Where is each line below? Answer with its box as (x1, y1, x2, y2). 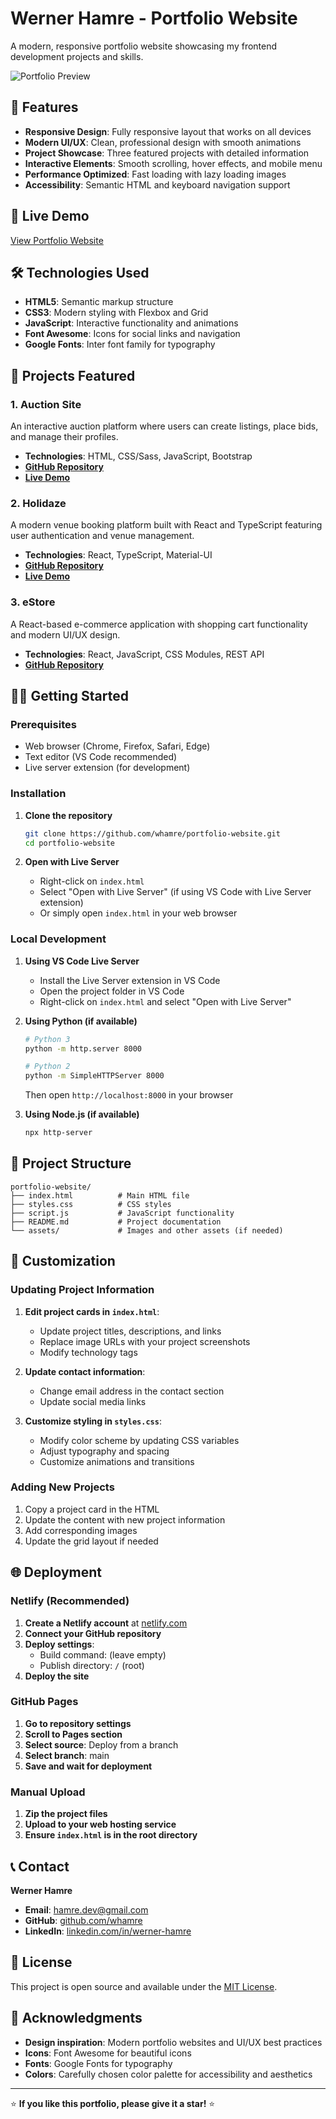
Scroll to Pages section (24, 1728, 123, 1740)
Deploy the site (24, 1670, 90, 1682)
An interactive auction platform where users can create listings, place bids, (10, 420, 319, 432)
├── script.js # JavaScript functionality (10, 1208, 235, 1218)
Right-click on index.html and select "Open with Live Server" (39, 995, 292, 1007)
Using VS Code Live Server (24, 955, 140, 967)
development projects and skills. (10, 50, 144, 62)
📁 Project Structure (10, 1155, 132, 1172)
